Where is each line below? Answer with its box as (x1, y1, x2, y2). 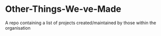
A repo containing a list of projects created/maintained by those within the (5, 20, 157, 26)
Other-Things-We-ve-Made (5, 3, 121, 15)
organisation (5, 25, 31, 31)
